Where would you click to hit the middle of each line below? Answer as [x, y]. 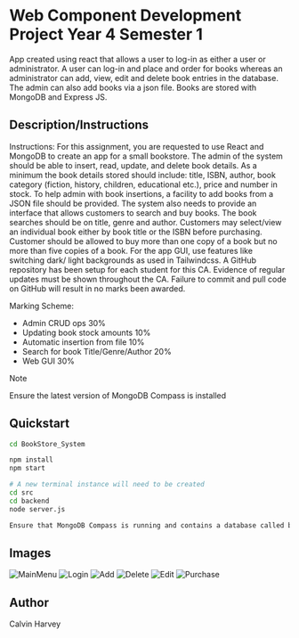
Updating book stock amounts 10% [86, 332]
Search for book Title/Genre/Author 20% [97, 351]
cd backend [29, 501]
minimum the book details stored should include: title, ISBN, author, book [142, 175]
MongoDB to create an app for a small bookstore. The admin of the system [146, 156]
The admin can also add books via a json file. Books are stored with [133, 87]
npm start [28, 469]
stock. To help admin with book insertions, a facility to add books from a [141, 193]
